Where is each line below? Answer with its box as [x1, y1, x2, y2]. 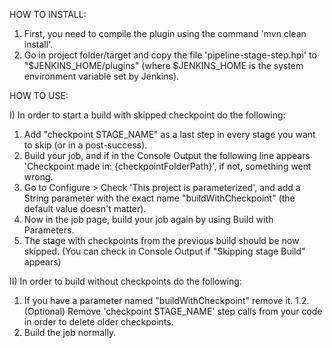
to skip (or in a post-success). [23, 139, 148, 151]
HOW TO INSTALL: [9, 9, 87, 20]
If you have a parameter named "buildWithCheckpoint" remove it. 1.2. [23, 295, 310, 306]
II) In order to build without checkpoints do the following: [9, 275, 242, 287]
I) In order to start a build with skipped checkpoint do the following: [9, 109, 286, 121]
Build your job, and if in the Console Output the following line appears [23, 150, 311, 161]
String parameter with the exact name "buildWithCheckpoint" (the [23, 192, 296, 204]
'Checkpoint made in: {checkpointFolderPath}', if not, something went [23, 160, 312, 172]
